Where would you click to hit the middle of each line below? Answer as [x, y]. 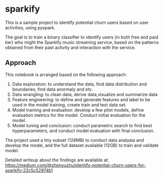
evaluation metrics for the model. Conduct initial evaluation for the [79, 115]
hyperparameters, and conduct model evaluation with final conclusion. [83, 131]
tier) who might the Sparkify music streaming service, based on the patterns [82, 42]
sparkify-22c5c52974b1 [29, 170]
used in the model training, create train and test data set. [69, 105]
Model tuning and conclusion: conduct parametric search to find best [82, 125]
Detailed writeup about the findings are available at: [57, 160]
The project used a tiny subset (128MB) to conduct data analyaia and [75, 140]
